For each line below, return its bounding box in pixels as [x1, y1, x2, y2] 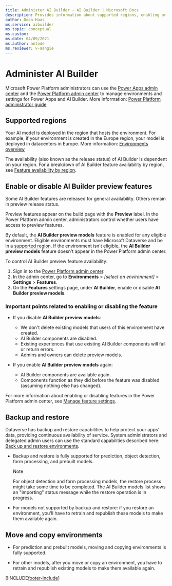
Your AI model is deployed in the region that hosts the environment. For [5, 130, 156, 136]
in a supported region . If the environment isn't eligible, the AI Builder [5, 243, 150, 249]
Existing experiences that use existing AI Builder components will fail [20, 341, 166, 347]
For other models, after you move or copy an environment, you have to [12, 560, 162, 566]
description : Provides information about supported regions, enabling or [5, 12, 167, 17]
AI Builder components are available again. [20, 372, 111, 378]
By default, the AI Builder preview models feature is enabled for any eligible [5, 232, 167, 238]
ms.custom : [5, 31, 29, 36]
